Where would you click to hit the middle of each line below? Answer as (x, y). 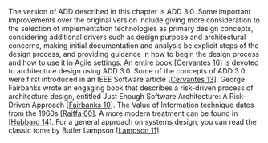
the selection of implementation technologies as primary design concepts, (131, 28)
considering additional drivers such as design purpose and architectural (127, 37)
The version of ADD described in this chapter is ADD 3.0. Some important (130, 12)
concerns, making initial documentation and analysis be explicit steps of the (134, 46)
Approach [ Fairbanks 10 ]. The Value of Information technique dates (143, 105)
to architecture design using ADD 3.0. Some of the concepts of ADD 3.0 (127, 71)
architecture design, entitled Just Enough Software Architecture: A (118, 96)
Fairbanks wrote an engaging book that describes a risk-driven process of (131, 88)
